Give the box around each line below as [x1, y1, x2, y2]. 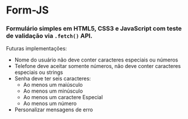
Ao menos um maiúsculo [23, 81, 83, 89]
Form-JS [6, 4, 49, 17]
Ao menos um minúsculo [23, 87, 83, 94]
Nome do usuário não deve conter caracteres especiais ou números [14, 56, 178, 63]
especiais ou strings [14, 69, 63, 76]
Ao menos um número [23, 100, 77, 107]
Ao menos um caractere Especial [23, 94, 103, 101]
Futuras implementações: [6, 45, 67, 52]
